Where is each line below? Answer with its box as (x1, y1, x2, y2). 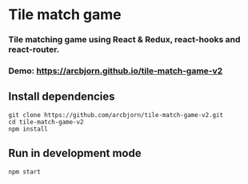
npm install (8, 125, 48, 133)
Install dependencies (8, 90, 115, 104)
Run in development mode (8, 147, 142, 160)
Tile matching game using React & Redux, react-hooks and (8, 34, 241, 45)
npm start (8, 167, 42, 176)
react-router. (8, 44, 60, 55)
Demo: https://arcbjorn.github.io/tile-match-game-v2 (8, 65, 223, 76)
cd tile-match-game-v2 (8, 118, 84, 126)
